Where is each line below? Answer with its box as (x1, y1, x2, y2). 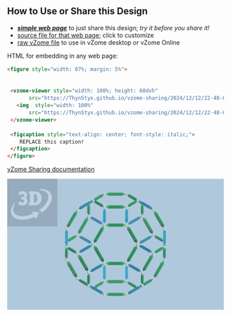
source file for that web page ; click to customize (16, 31, 155, 39)
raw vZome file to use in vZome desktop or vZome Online (16, 38, 180, 47)
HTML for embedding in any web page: (7, 52, 118, 60)
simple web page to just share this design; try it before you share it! (16, 23, 210, 32)
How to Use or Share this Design (7, 5, 148, 17)
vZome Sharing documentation (7, 165, 95, 174)
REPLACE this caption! (19, 138, 85, 145)
